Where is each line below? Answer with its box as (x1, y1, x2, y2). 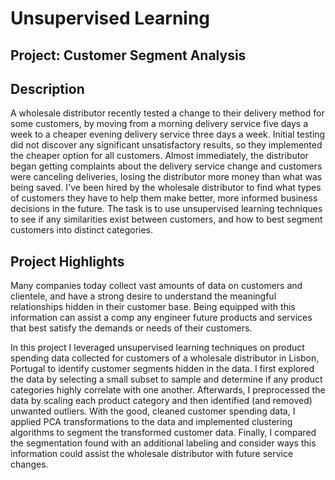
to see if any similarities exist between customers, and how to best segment (10, 213, 323, 226)
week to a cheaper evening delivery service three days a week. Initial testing (10, 128, 326, 141)
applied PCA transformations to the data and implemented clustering (10, 416, 293, 428)
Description (10, 80, 85, 97)
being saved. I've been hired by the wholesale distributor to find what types (10, 182, 322, 194)
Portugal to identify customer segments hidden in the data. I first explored (10, 363, 315, 375)
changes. (10, 458, 49, 471)
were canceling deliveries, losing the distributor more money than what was (10, 171, 323, 183)
